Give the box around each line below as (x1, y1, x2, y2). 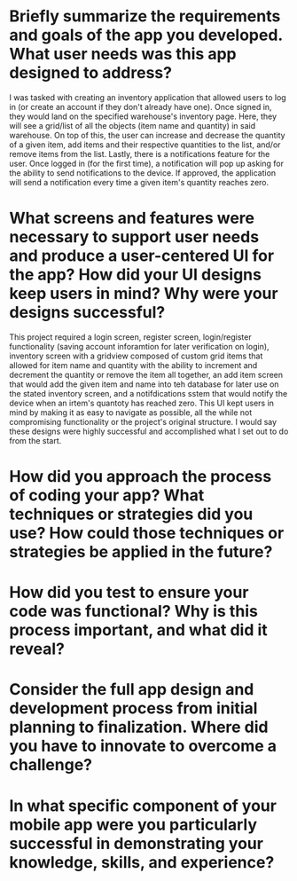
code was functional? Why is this (9, 602, 259, 622)
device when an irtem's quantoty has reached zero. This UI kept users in (9, 397, 275, 408)
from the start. (9, 435, 62, 445)
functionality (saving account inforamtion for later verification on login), (9, 341, 270, 351)
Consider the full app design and (9, 680, 254, 700)
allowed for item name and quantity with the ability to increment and (9, 359, 258, 370)
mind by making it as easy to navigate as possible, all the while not (9, 406, 253, 418)
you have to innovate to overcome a (9, 736, 277, 756)
